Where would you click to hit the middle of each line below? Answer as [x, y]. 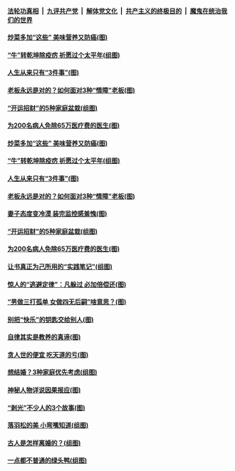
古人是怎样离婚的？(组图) [44, 442]
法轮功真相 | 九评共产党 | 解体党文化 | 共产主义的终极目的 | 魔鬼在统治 [114, 11]
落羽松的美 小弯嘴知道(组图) [48, 425]
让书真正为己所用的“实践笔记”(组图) [60, 266]
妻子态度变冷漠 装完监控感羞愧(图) [57, 214]
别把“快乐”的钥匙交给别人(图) [51, 319]
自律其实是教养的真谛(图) [44, 337]
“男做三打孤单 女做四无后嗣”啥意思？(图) [67, 302]
